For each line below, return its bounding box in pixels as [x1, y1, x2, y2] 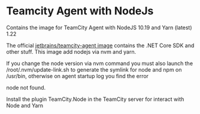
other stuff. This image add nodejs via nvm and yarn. [6, 48, 137, 55]
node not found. [6, 84, 46, 91]
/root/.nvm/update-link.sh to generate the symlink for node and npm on [6, 66, 182, 73]
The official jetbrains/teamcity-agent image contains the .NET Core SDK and [6, 42, 195, 49]
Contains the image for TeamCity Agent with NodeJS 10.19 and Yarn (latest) [6, 24, 193, 31]
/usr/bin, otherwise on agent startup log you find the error [6, 72, 149, 79]
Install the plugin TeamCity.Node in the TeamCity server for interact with [6, 95, 184, 103]
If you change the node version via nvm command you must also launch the [6, 60, 193, 67]
